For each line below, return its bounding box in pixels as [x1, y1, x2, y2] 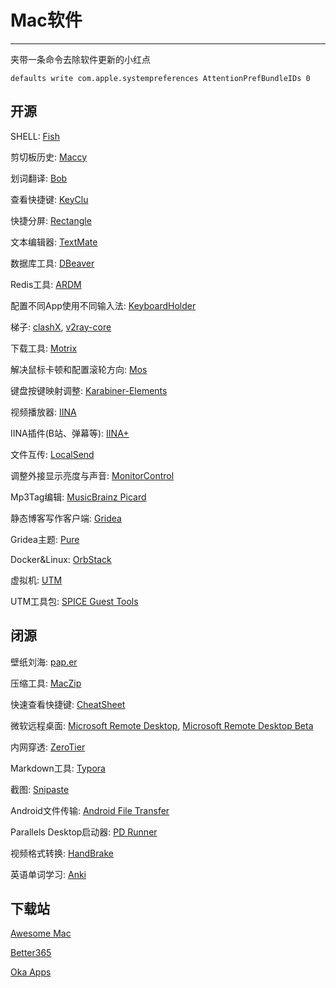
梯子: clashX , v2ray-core [10, 321, 112, 333]
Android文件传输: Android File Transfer [10, 804, 170, 816]
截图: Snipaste [10, 783, 70, 795]
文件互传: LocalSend [10, 448, 95, 460]
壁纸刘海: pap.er [10, 656, 78, 668]
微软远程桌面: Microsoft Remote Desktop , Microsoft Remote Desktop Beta [10, 719, 314, 731]
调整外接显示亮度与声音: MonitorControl [10, 469, 175, 481]
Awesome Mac [10, 927, 72, 940]
